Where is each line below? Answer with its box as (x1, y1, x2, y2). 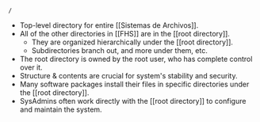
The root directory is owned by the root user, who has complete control (19, 55, 253, 63)
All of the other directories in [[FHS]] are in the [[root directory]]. (19, 29, 230, 38)
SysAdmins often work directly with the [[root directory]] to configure (19, 97, 247, 105)
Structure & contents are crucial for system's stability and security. (19, 71, 238, 80)
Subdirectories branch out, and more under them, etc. (31, 46, 208, 55)
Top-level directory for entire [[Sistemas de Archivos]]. (19, 21, 199, 30)
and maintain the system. (19, 105, 102, 114)
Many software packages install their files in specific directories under (19, 79, 250, 89)
